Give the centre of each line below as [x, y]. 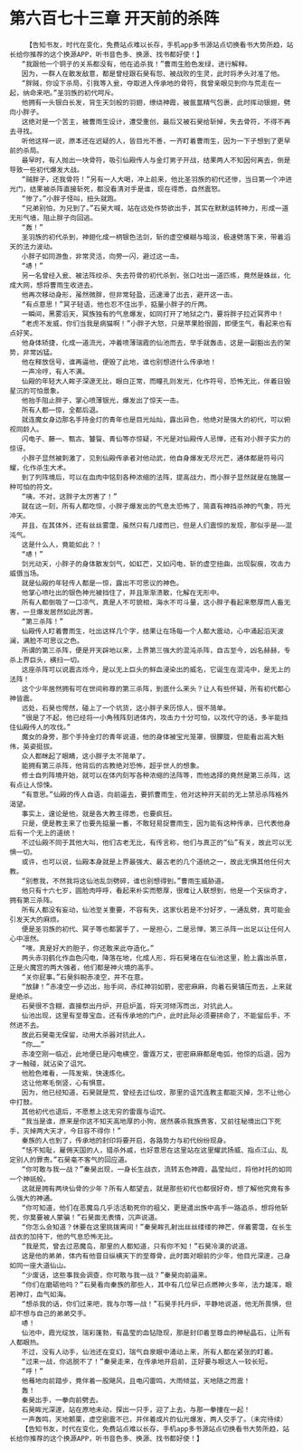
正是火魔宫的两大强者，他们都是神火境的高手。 [84, 967]
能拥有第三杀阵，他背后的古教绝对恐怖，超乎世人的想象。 [112, 765]
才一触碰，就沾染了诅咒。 [50, 1064]
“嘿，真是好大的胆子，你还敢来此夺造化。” [88, 948]
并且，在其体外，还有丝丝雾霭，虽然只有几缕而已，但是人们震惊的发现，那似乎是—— [153, 526]
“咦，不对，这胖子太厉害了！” [69, 497]
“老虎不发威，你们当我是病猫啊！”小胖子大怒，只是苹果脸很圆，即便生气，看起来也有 [156, 323]
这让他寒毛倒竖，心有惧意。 [66, 1083]
